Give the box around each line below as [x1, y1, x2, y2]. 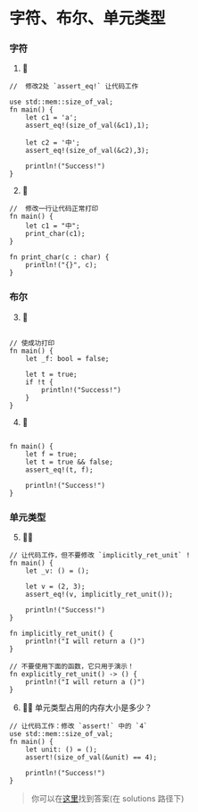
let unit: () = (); [25, 745, 98, 755]
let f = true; [25, 449, 78, 458]
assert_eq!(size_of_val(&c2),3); [25, 146, 150, 155]
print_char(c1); [25, 230, 87, 239]
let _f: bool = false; [25, 354, 110, 363]
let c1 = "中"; [25, 222, 80, 230]
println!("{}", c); [25, 261, 98, 270]
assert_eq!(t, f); [25, 465, 94, 474]
